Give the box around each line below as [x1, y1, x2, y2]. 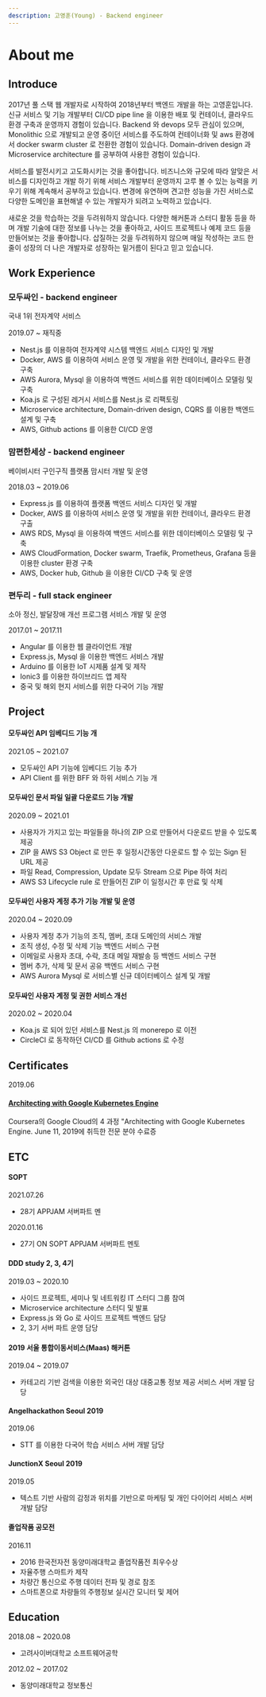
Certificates [8, 1059, 69, 1072]
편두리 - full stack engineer [8, 590, 113, 601]
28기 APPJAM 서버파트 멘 [19, 1206, 102, 1216]
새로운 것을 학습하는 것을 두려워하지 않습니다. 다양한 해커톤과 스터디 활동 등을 [8, 212, 248, 223]
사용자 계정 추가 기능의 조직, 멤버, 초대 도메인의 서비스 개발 [19, 931, 202, 940]
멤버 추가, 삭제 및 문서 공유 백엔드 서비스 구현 [19, 960, 160, 971]
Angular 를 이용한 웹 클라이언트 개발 [19, 641, 133, 651]
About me [8, 45, 75, 64]
